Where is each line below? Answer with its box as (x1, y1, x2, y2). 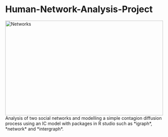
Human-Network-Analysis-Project (5, 4, 153, 15)
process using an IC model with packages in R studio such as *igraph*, (5, 120, 152, 126)
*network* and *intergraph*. (5, 125, 64, 132)
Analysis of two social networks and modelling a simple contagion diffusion (5, 115, 162, 121)
